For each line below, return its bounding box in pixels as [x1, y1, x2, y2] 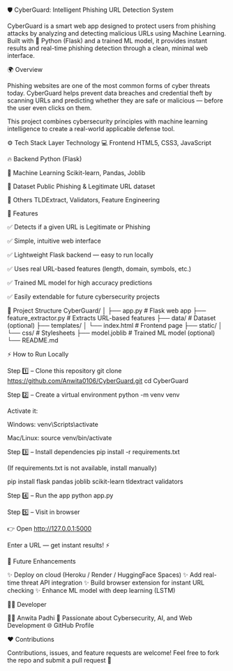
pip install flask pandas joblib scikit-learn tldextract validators [7, 477, 183, 485]
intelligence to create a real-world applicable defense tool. [7, 125, 175, 133]
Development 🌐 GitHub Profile [7, 621, 94, 629]
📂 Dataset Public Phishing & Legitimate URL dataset [7, 182, 156, 190]
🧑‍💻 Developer [7, 601, 47, 608]
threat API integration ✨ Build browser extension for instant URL [21, 578, 205, 587]
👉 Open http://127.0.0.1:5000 [7, 525, 92, 532]
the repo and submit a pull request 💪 [7, 656, 112, 664]
